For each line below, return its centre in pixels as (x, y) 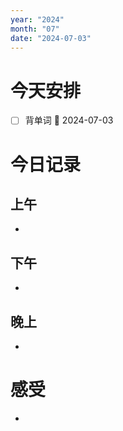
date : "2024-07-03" (51, 38)
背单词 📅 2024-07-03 (69, 120)
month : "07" (35, 29)
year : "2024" (37, 19)
